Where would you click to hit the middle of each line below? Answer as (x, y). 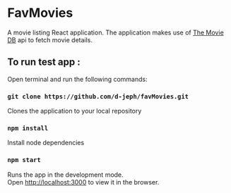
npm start (24, 160)
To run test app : (44, 62)
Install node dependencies (46, 143)
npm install (28, 128)
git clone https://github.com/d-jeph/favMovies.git (98, 96)
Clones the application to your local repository (75, 111)
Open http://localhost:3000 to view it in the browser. (83, 182)
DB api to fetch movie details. (50, 39)
